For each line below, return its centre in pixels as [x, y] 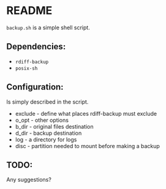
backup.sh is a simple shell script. [48, 27]
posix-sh [26, 68]
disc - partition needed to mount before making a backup [88, 146]
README [29, 11]
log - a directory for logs [46, 139]
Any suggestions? [29, 180]
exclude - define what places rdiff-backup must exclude [86, 113]
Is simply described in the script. [47, 102]
